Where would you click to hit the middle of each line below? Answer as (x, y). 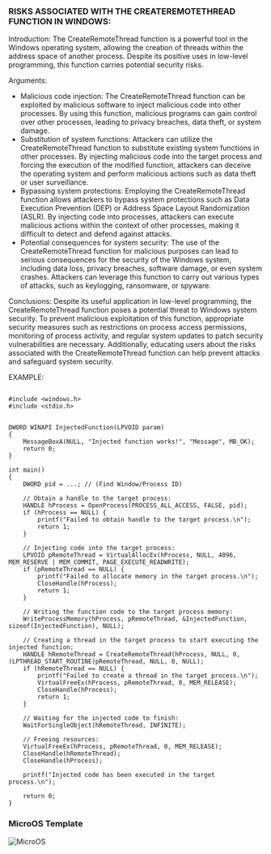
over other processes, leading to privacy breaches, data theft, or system (140, 122)
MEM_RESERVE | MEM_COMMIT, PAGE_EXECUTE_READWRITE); (99, 562)
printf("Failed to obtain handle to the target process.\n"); (144, 520)
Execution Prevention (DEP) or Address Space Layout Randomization (135, 208)
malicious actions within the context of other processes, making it (130, 225)
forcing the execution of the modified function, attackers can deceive (135, 165)
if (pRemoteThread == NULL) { (74, 570)
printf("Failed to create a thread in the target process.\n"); (148, 676)
